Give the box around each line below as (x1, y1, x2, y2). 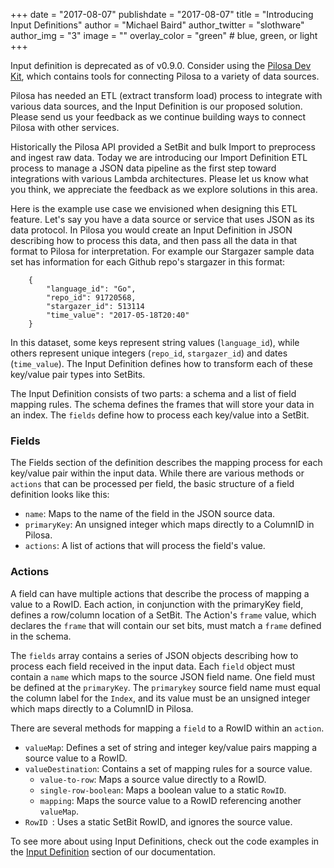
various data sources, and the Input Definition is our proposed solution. (10, 100, 303, 112)
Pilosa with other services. (10, 122, 120, 133)
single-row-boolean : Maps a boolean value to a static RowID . (39, 784, 287, 796)
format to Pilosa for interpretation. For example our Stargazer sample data (10, 245, 315, 257)
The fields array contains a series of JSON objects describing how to (10, 649, 299, 661)
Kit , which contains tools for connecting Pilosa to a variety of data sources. (10, 70, 320, 82)
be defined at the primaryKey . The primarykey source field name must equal (10, 681, 321, 693)
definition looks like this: (10, 489, 110, 501)
